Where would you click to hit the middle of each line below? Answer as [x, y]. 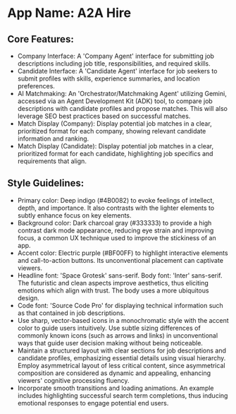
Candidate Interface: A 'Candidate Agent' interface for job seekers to [117, 71]
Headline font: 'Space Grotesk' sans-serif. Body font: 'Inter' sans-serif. [120, 275]
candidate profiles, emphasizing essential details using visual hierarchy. [122, 357]
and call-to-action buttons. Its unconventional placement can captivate [120, 260]
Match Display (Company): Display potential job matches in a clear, [115, 124]
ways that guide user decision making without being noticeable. [110, 343]
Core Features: [41, 39]
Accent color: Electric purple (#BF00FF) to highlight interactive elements [123, 253]
